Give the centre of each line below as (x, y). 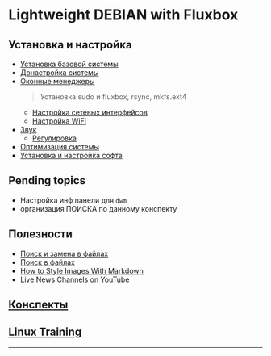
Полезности (40, 235)
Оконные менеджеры (57, 81)
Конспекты (38, 305)
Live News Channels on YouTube (75, 279)
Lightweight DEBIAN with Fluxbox (123, 15)
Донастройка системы (59, 73)
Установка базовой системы (69, 64)
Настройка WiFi (59, 121)
